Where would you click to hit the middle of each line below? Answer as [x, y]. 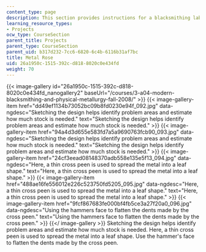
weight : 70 [20, 69]
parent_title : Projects [37, 40]
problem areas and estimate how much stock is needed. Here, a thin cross [100, 230]
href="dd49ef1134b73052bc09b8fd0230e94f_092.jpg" [88, 106]
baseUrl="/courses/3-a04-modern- [129, 93]
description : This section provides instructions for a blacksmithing [98, 18]
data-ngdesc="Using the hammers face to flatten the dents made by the [97, 210]
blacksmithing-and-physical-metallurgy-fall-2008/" [71, 99]
